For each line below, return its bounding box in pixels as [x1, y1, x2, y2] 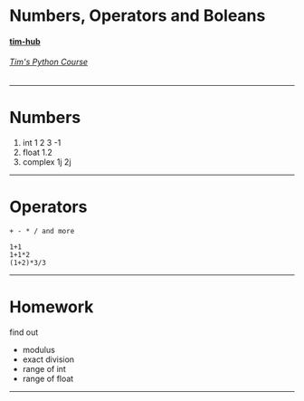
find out [9, 327, 39, 338]
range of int [22, 363, 66, 374]
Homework [9, 297, 94, 318]
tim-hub [9, 35, 41, 46]
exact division [22, 354, 75, 365]
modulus [22, 344, 56, 355]
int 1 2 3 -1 [22, 137, 62, 148]
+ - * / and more [9, 226, 75, 235]
